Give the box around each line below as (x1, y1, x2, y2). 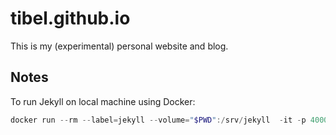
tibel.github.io (10, 7, 131, 30)
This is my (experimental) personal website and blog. (10, 40, 229, 52)
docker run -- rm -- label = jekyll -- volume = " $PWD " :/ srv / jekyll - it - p (10, 115, 307, 125)
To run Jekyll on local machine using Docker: (10, 95, 196, 107)
